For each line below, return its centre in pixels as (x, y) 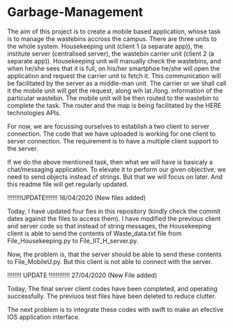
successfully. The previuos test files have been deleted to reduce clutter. (112, 296)
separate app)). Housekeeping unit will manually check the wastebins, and (114, 61)
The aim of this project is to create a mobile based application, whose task (114, 31)
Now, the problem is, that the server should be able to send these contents (114, 254)
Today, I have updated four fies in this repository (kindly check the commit (114, 211)
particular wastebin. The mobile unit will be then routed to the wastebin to (113, 97)
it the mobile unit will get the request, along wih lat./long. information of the (115, 91)
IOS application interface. (44, 317)
